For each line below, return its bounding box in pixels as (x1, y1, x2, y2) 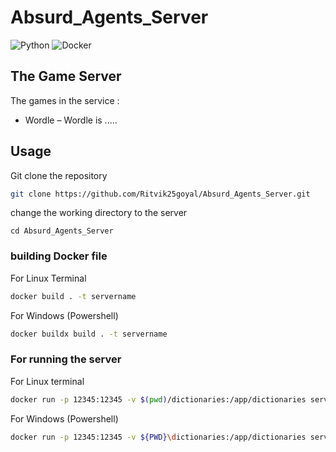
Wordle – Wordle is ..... (24, 114, 118, 126)
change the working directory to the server (10, 207, 188, 219)
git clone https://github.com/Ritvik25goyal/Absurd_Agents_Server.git (10, 189, 311, 199)
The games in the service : (10, 94, 120, 106)
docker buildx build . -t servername (10, 329, 168, 339)
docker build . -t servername (10, 291, 137, 301)
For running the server (10, 352, 122, 366)
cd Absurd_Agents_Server (10, 226, 114, 236)
